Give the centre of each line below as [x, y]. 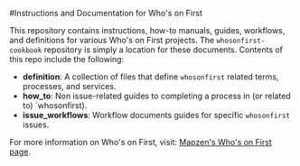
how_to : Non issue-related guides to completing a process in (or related [156, 96]
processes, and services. [69, 86]
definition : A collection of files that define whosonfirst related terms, [150, 77]
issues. [36, 124]
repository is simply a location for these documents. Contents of [163, 50]
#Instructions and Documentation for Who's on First [106, 13]
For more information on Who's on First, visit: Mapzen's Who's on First [141, 142]
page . [20, 152]
